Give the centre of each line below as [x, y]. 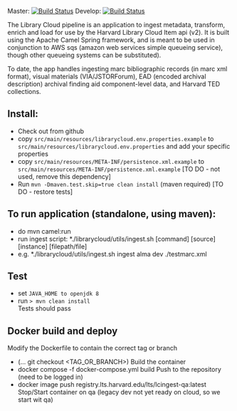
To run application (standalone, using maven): [112, 214]
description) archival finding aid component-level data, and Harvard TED [114, 84]
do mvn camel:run [44, 231]
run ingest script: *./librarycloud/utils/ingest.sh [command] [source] [116, 239]
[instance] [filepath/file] [52, 246]
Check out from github [51, 131]
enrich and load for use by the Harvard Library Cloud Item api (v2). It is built [118, 32]
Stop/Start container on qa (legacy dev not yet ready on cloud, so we [119, 392]
